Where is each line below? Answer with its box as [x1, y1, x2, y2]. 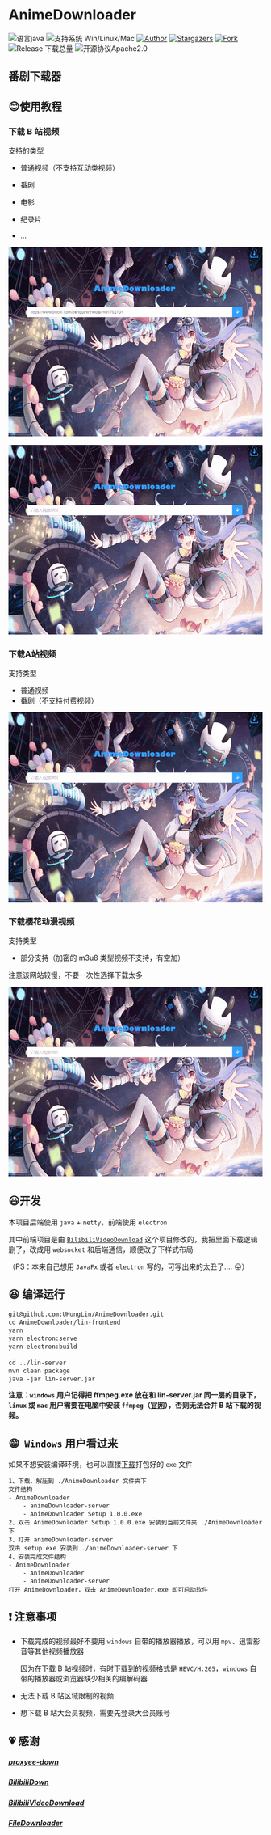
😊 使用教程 [8, 99, 62, 113]
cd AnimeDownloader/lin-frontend [8, 1318, 121, 1327]
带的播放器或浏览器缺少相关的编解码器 [19, 1674, 148, 1684]
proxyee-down [8, 1757, 59, 1767]
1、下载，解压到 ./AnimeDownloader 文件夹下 [8, 1478, 147, 1486]
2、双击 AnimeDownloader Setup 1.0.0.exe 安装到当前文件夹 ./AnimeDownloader [8, 1519, 263, 1527]
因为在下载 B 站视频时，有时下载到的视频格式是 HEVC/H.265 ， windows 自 [19, 1664, 257, 1673]
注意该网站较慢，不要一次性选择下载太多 [8, 970, 143, 980]
